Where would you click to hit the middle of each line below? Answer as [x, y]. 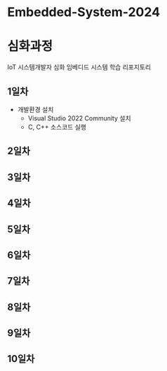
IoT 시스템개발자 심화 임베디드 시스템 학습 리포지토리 [79, 67]
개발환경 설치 [35, 109]
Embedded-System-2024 [83, 12]
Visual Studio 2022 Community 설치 [79, 118]
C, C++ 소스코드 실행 [57, 127]
